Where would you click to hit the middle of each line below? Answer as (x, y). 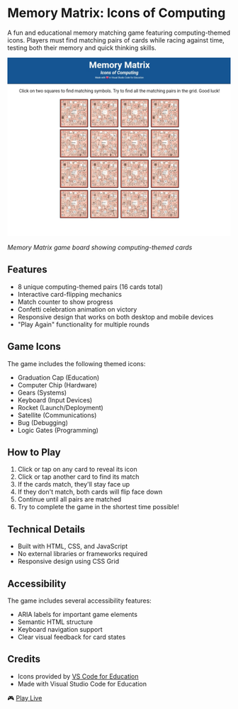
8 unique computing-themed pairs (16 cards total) (90, 287)
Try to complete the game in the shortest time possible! (98, 507)
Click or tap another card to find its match (78, 477)
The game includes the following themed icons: (76, 363)
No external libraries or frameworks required (83, 554)
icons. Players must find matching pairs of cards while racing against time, (116, 40)
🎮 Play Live (25, 698)
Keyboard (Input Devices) (55, 400)
